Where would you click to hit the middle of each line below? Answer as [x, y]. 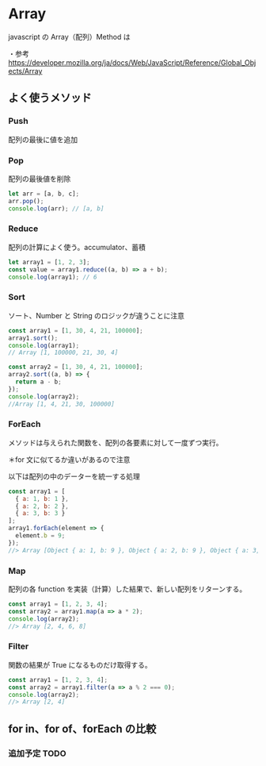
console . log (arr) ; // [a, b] [56, 208]
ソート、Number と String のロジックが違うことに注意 [96, 315]
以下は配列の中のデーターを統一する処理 [74, 476]
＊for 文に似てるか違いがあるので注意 [69, 459]
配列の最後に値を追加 [43, 139]
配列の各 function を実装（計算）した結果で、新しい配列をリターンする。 [127, 589]
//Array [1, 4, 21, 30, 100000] [61, 404]
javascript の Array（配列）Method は [69, 37]
